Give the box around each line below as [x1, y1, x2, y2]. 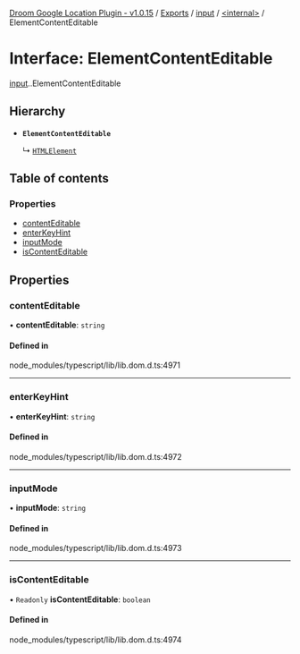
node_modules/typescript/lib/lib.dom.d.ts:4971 [9, 360, 181, 370]
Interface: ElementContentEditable [9, 48, 273, 69]
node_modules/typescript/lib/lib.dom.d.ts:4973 [9, 543, 182, 554]
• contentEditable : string [9, 319, 105, 330]
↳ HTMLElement [21, 145, 78, 156]
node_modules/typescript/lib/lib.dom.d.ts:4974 [9, 634, 182, 645]
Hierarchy [9, 104, 66, 119]
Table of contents [9, 171, 109, 186]
